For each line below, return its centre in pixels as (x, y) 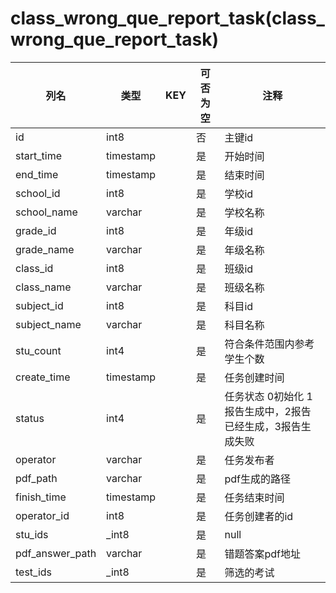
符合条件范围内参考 (269, 344)
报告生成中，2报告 (268, 411)
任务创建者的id (259, 516)
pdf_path (36, 478)
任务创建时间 (254, 377)
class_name (43, 287)
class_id (34, 268)
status (30, 418)
